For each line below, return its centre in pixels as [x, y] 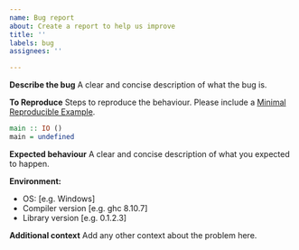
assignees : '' [36, 51]
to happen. [29, 163]
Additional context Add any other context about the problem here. [133, 235]
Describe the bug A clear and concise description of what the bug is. [138, 85]
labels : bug [32, 43]
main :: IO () [36, 129]
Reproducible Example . [52, 112]
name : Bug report [42, 18]
